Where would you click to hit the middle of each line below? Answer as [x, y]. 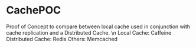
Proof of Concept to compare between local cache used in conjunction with [98, 26]
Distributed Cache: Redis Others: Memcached [62, 39]
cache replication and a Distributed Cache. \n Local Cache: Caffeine [89, 32]
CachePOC [33, 10]
